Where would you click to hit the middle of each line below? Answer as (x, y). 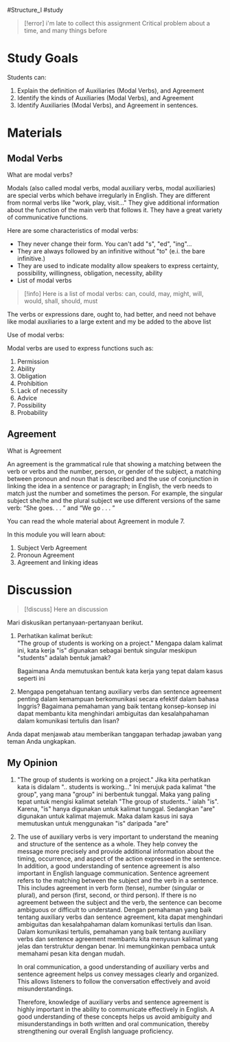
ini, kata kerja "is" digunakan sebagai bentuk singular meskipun (107, 650)
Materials (35, 133)
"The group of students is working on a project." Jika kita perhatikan (114, 780)
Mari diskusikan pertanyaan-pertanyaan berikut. (75, 622)
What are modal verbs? (40, 174)
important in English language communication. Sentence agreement (113, 873)
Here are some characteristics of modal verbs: (73, 230)
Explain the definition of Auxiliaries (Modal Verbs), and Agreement (111, 90)
